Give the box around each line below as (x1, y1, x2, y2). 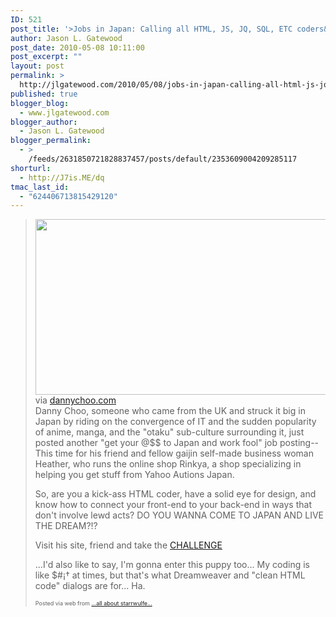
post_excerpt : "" (10, 52, 83, 62)
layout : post (10, 61, 65, 71)
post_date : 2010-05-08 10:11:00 (10, 42, 145, 53)
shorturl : (10, 163, 52, 173)
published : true (10, 89, 78, 99)
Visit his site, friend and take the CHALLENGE (34, 539, 223, 551)
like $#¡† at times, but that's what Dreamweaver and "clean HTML (34, 569, 306, 581)
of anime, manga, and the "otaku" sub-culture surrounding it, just (34, 426, 305, 438)
